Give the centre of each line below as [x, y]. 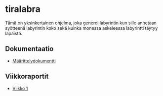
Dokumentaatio [29, 49]
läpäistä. [14, 33]
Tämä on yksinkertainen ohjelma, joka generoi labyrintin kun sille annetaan [81, 23]
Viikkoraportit [27, 76]
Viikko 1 [20, 88]
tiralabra [23, 9]
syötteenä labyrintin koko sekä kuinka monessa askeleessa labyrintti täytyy [81, 28]
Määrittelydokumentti [34, 61]
